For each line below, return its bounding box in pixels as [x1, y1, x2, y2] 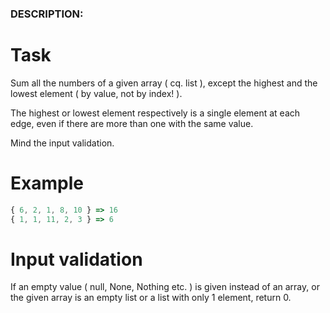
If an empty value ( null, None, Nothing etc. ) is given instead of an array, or [10, 281, 320, 293]
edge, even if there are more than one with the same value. [10, 117, 254, 129]
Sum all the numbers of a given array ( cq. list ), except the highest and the [10, 77, 318, 89]
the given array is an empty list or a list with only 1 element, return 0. [10, 292, 292, 304]
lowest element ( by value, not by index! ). [10, 87, 183, 99]
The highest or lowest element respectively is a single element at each [10, 107, 301, 119]
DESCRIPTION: [10, 7, 84, 21]
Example [10, 172, 84, 195]
